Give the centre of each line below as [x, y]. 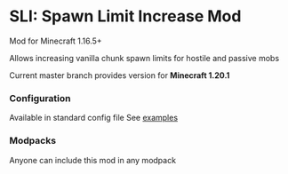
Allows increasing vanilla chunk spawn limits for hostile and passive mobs [144, 58]
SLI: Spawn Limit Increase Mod [125, 16]
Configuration [40, 98]
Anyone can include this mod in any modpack [92, 160]
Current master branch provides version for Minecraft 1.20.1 [120, 75]
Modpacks [32, 141]
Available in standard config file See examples [94, 118]
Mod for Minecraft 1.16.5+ [56, 41]
